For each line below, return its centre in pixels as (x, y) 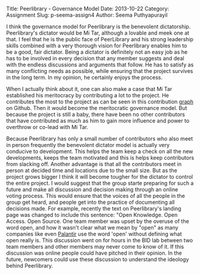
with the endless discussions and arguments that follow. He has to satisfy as (100, 65)
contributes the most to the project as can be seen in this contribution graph (100, 102)
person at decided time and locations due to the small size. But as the (92, 170)
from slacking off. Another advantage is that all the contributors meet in (94, 164)
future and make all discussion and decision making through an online (92, 190)
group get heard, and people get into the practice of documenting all (90, 202)
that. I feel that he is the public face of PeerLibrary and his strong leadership (100, 39)
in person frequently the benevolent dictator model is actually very (88, 145)
